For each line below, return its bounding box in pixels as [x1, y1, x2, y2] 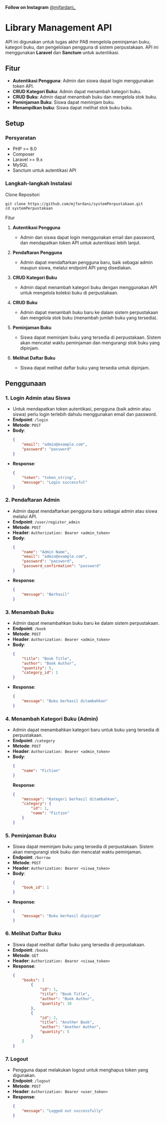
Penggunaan [5, 379, 46, 388]
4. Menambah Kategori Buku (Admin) [5, 715, 98, 722]
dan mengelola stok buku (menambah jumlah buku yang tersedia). [20, 314, 158, 320]
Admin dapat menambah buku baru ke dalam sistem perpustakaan [20, 309, 158, 315]
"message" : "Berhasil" [22, 592, 70, 597]
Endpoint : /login [12, 417, 48, 423]
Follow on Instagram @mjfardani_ [5, 5, 76, 10]
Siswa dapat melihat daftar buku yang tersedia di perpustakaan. [12, 941, 146, 947]
